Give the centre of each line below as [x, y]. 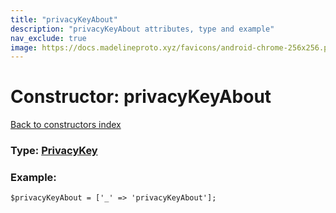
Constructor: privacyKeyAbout [141, 97]
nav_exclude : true [48, 38]
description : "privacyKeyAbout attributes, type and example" [142, 29]
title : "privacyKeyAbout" [64, 19]
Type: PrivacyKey [54, 151]
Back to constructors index [66, 125]
